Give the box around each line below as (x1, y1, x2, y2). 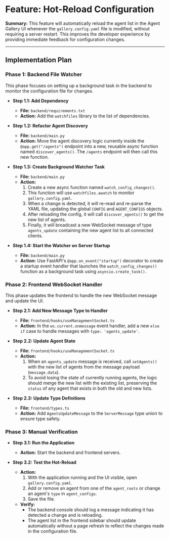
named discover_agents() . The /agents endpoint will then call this (20, 148, 158, 155)
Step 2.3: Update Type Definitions (12, 395, 86, 401)
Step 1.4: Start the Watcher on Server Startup (12, 242, 110, 248)
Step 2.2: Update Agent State (12, 338, 76, 344)
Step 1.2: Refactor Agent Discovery (12, 122, 89, 128)
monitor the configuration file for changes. (5, 87, 94, 94)
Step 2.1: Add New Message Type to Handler (12, 307, 108, 313)
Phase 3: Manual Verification (5, 428, 78, 435)
